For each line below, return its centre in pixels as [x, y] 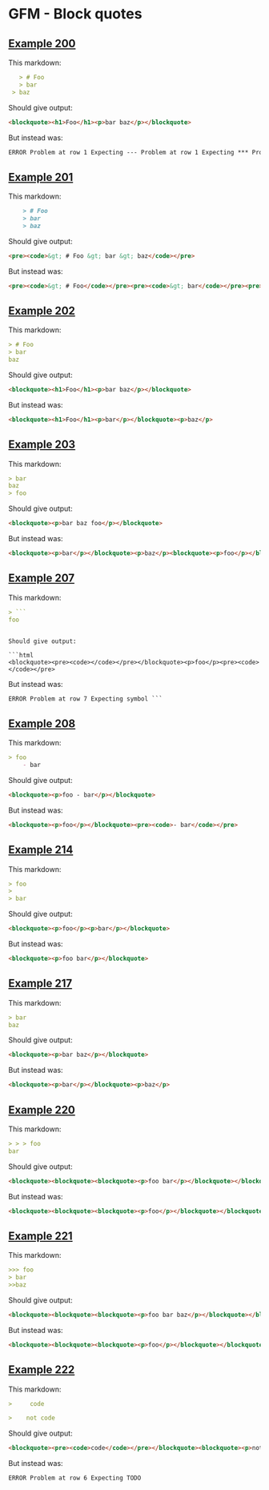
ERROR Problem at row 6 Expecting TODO [75, 1478]
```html [21, 655]
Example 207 [41, 578]
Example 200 [42, 44]
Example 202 [42, 310]
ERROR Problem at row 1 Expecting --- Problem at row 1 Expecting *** [128, 152]
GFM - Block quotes [75, 14]
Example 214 [41, 850]
